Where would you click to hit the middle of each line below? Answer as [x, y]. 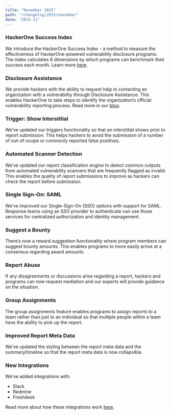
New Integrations [27, 365]
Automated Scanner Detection [44, 154]
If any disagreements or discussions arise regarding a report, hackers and [83, 276]
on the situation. [22, 287]
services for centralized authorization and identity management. [73, 216]
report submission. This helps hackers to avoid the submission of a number [84, 135]
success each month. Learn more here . [46, 65]
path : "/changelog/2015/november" [42, 15]
